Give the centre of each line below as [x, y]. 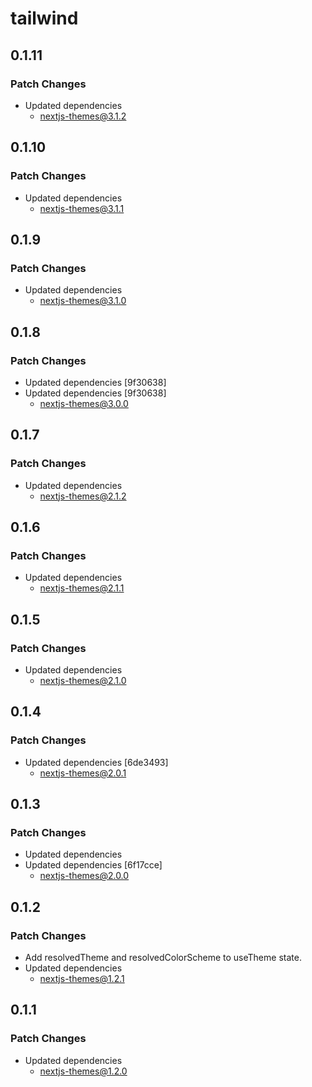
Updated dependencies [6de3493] [96, 762]
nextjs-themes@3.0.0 [84, 403]
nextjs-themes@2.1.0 [83, 680]
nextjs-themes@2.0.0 [84, 876]
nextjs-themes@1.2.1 [82, 979]
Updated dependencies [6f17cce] [93, 865]
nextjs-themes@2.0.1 [83, 773]
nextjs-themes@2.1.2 [83, 496]
